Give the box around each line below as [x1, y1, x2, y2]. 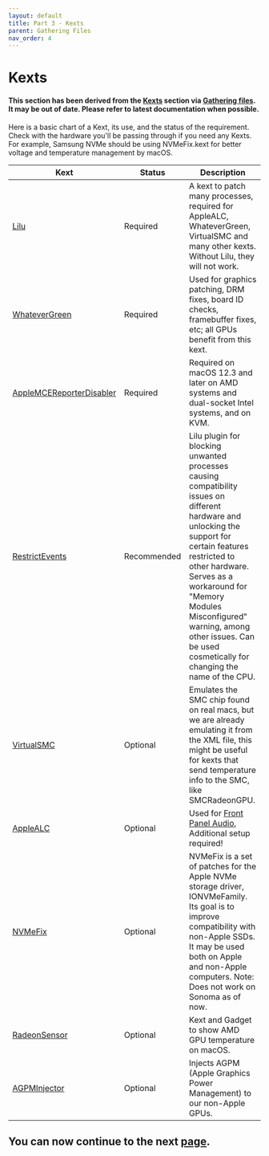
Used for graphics [189, 274, 257, 285]
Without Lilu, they [189, 250, 255, 262]
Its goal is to [189, 901, 235, 912]
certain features [189, 540, 249, 552]
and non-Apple [189, 961, 247, 972]
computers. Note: [189, 971, 255, 982]
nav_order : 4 [8, 34, 52, 43]
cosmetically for [189, 651, 250, 662]
